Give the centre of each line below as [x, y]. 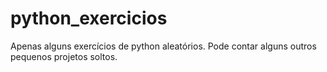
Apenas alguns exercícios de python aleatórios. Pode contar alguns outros [163, 46]
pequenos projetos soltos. [64, 56]
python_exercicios [89, 18]
